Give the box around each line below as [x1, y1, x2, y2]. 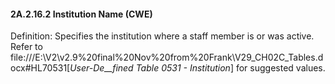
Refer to [10, 41, 43, 53]
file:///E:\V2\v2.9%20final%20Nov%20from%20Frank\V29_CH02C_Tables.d [10, 51, 324, 64]
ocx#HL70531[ [10, 62, 71, 74]
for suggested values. [235, 62, 326, 74]
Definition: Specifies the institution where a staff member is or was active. [10, 30, 315, 42]
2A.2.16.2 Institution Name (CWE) [10, 8, 153, 20]
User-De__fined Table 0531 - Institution [69, 62, 231, 74]
